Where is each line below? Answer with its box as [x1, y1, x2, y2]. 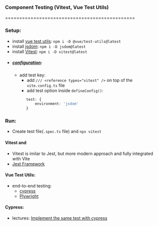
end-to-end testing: [12, 183, 52, 188]
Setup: [5, 27, 21, 34]
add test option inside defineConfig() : [26, 87, 103, 94]
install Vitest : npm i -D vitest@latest [12, 48, 88, 55]
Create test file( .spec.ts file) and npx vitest [12, 129, 101, 134]
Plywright [19, 193, 39, 199]
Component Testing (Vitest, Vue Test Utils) [5, 4, 109, 11]
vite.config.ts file [26, 82, 65, 88]
